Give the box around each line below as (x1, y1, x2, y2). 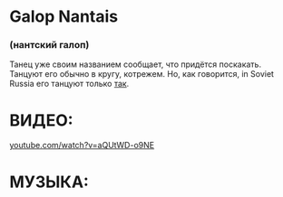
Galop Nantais (9, 6, 119, 27)
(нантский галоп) (9, 39, 90, 52)
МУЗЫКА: (9, 172, 89, 192)
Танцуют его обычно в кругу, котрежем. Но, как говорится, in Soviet (9, 69, 275, 80)
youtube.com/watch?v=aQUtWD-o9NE (9, 140, 155, 151)
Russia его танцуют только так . (9, 79, 130, 89)
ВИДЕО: (9, 110, 74, 130)
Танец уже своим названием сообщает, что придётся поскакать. (9, 59, 261, 70)
